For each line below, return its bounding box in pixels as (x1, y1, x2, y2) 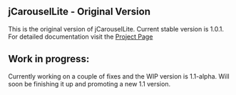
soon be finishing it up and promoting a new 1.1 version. (8, 79, 170, 88)
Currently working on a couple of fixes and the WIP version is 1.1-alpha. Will (8, 71, 230, 81)
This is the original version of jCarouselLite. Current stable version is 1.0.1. (8, 24, 224, 33)
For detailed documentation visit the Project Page (8, 32, 153, 41)
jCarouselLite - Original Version (8, 6, 150, 18)
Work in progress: (8, 53, 90, 65)
